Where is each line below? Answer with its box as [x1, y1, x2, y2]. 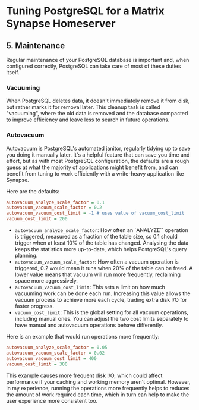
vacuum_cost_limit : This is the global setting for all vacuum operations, [14, 309, 189, 316]
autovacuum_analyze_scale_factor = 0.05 [6, 345, 108, 350]
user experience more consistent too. [6, 397, 98, 404]
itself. [6, 69, 20, 76]
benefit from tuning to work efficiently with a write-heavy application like [6, 170, 184, 177]
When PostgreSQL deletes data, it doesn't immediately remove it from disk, [6, 97, 190, 105]
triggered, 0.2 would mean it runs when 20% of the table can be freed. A [14, 265, 193, 272]
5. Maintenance [6, 40, 65, 51]
